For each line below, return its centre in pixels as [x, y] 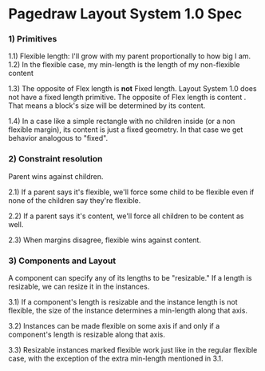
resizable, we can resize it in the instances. [79, 287]
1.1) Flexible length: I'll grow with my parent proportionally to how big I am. [130, 56]
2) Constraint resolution [55, 159]
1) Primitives [33, 39]
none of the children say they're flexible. [75, 200]
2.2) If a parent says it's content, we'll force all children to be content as [126, 216]
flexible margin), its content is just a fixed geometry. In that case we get [126, 130]
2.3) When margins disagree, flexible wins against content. [105, 240]
